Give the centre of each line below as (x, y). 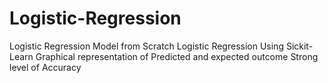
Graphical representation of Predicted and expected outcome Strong (177, 56)
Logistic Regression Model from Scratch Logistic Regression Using (146, 46)
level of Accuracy (45, 67)
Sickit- (299, 46)
